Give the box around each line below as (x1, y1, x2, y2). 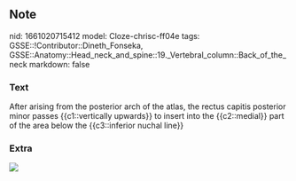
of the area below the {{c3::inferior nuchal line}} (9, 120, 184, 131)
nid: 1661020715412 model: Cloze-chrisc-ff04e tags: (9, 30, 200, 41)
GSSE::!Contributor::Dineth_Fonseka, (9, 40, 144, 51)
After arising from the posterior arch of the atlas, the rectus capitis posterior (9, 101, 286, 112)
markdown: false (29, 59, 90, 69)
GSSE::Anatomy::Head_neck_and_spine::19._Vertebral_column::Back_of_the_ (9, 49, 286, 60)
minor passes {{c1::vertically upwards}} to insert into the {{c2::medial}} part (9, 111, 285, 122)
